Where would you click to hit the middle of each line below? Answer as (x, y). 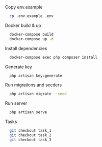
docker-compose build (32, 34)
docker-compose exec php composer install (53, 57)
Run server (16, 103)
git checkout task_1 (30, 131)
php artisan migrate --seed (38, 94)
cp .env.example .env (32, 16)
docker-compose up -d (32, 39)
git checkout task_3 (30, 140)
